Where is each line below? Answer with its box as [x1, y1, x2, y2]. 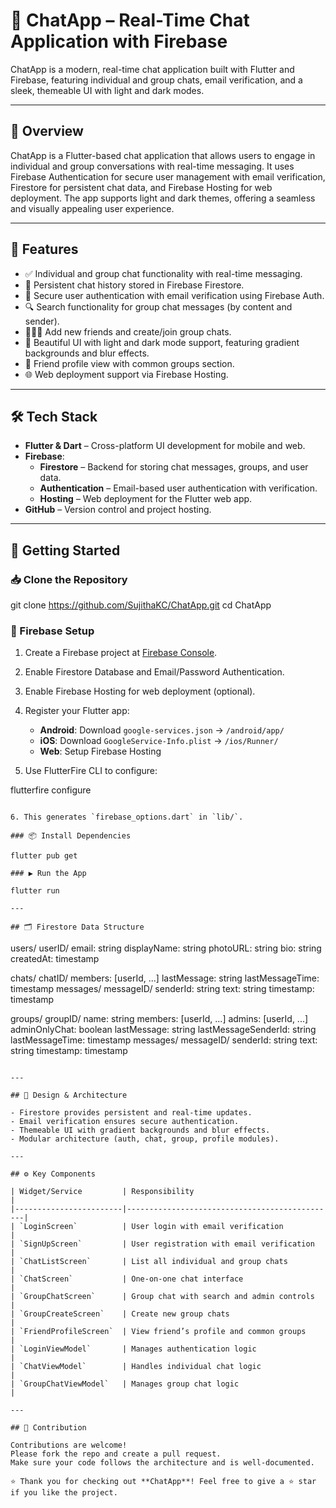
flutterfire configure [10, 784, 92, 796]
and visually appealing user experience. [10, 202, 175, 214]
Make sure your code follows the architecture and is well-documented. [10, 1458, 315, 1468]
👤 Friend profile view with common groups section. [24, 357, 235, 369]
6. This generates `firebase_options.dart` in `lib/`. [10, 812, 244, 823]
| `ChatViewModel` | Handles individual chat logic [10, 1362, 262, 1372]
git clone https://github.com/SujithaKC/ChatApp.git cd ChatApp [10, 599, 272, 611]
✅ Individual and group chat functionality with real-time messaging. [24, 267, 303, 279]
